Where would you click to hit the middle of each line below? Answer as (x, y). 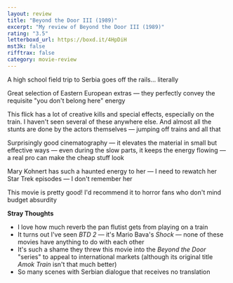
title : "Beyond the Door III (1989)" (62, 20)
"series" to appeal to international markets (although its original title (115, 256)
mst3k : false (26, 46)
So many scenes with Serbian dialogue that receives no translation (114, 272)
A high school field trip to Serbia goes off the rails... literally (93, 79)
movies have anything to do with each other (81, 242)
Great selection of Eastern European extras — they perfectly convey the (111, 93)
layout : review (29, 14)
